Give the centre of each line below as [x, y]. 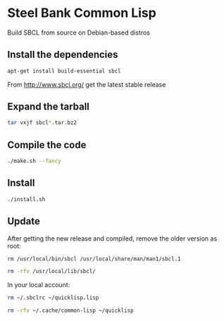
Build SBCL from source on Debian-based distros [79, 32]
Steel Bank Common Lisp [82, 13]
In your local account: [39, 285]
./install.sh [26, 199]
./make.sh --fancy [34, 161]
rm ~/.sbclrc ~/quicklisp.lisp [53, 298]
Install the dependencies [63, 55]
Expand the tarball [49, 107]
